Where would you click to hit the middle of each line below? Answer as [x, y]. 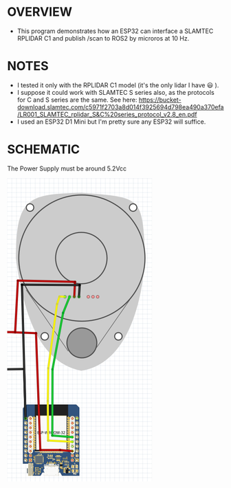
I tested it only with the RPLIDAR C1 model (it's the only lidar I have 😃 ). [118, 85]
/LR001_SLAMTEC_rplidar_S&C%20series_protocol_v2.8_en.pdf [107, 114]
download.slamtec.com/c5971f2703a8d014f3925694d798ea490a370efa [120, 107]
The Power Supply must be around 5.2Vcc [67, 168]
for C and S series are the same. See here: [77, 100]
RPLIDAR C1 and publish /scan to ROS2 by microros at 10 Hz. [103, 38]
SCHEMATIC [44, 149]
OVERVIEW [40, 12]
